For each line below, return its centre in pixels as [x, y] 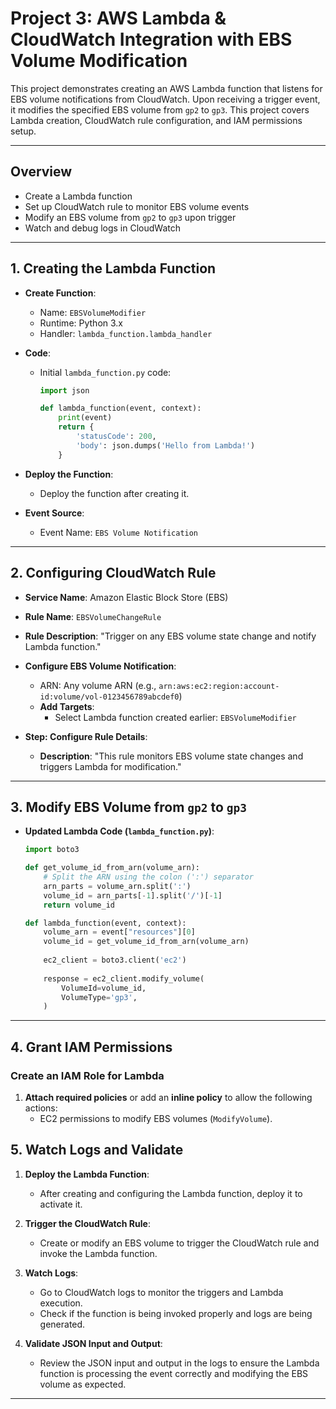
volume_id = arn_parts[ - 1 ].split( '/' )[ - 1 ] [133, 895]
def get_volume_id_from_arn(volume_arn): [112, 868]
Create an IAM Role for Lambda [87, 1075]
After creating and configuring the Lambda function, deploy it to [171, 1193]
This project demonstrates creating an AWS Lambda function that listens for [166, 88]
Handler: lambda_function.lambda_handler [126, 333]
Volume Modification [99, 61]
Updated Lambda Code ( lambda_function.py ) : [119, 831]
